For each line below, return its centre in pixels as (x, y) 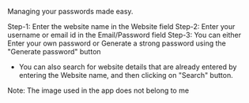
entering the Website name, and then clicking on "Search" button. (126, 75)
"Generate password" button (54, 51)
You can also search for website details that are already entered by (128, 67)
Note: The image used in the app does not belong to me (98, 90)
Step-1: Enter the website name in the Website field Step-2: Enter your (121, 26)
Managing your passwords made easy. (70, 11)
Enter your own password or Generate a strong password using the (117, 43)
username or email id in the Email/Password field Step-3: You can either (124, 35)
